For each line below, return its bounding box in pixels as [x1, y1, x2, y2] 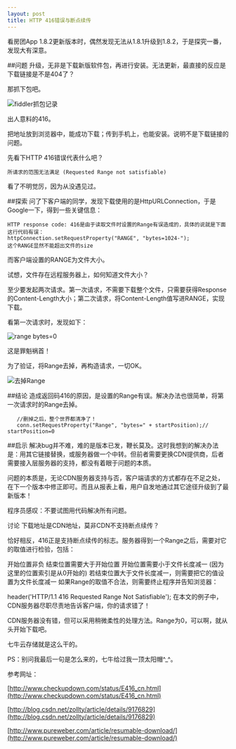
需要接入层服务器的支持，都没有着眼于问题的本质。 [7, 458, 155, 467]
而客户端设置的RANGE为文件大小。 [7, 255, 109, 264]
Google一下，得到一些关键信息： [7, 206, 103, 214]
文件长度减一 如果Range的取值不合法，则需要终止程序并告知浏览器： [19, 577, 218, 586]
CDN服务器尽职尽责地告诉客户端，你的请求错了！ [7, 601, 150, 610]
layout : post [7, 10, 46, 18]
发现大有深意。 [7, 46, 51, 54]
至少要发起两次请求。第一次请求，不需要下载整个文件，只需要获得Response [7, 285, 227, 294]
